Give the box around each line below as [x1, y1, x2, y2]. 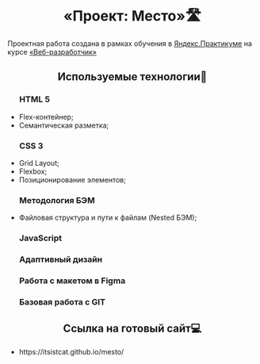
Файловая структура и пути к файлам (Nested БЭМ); [18, 213, 197, 223]
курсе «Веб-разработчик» [7, 47, 97, 56]
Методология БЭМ [18, 194, 96, 205]
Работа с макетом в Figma [18, 275, 126, 286]
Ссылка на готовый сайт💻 [63, 322, 202, 335]
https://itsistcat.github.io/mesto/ [18, 347, 124, 356]
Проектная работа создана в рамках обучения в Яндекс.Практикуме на [7, 38, 253, 48]
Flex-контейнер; [18, 112, 74, 121]
